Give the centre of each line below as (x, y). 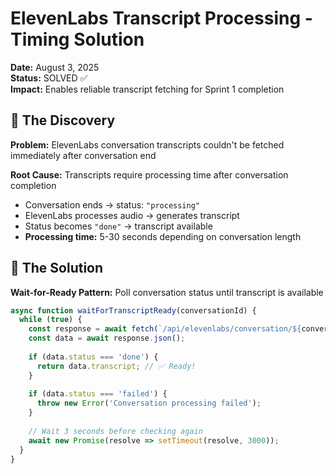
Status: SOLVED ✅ (49, 78)
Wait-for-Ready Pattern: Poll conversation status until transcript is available (167, 292)
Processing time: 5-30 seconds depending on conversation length (163, 236)
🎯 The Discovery (63, 120)
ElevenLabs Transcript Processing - (161, 18)
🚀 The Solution (57, 268)
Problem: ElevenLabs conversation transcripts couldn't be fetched (147, 144)
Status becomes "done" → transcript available (118, 226)
